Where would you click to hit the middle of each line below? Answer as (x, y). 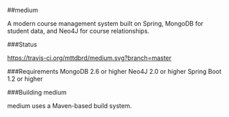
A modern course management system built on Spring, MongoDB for (105, 23)
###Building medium (37, 92)
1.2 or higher (25, 79)
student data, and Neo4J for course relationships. (78, 31)
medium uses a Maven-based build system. (69, 106)
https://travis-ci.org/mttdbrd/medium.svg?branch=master (90, 58)
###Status (22, 44)
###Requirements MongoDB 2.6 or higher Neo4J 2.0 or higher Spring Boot (114, 71)
